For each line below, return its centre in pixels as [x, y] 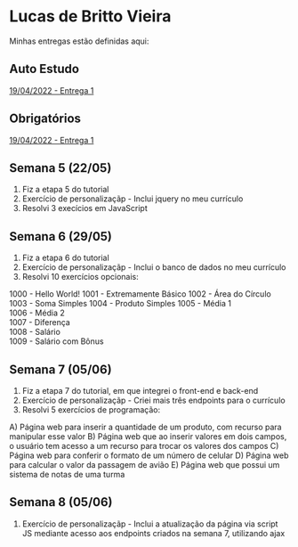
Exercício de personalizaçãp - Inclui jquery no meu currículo [133, 199]
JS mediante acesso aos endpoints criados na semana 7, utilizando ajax [153, 533]
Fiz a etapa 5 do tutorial [65, 190]
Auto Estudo [44, 69]
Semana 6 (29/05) [61, 237]
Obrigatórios [45, 119]
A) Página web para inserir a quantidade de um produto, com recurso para [145, 427]
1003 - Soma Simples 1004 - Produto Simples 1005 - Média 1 [120, 304]
